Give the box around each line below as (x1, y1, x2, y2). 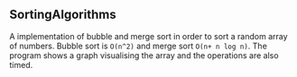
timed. (9, 59, 33, 70)
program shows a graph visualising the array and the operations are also (9, 49, 279, 61)
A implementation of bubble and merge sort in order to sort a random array (9, 30, 288, 41)
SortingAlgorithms (9, 7, 116, 22)
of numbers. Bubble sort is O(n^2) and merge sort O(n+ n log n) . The (9, 40, 268, 51)
